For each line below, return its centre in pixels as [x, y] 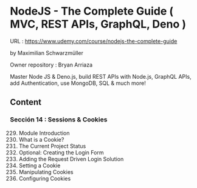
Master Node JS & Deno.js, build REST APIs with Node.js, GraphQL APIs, [101, 76]
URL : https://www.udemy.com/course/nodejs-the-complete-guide [94, 41]
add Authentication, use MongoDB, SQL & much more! [78, 83]
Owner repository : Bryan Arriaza [51, 65]
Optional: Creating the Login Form [61, 152]
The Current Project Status [52, 146]
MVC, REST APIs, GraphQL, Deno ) [98, 24]
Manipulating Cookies [46, 172]
